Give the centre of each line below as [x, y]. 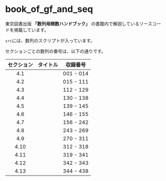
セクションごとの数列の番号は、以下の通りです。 [56, 51]
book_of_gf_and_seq [49, 9]
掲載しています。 [31, 30]
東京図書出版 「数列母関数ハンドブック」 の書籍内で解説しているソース [79, 23]
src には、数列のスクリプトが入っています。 [50, 40]
